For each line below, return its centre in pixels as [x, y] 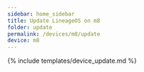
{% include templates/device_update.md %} [72, 61]
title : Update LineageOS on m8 [54, 21]
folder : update [30, 27]
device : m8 [24, 41]
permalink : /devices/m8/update [54, 34]
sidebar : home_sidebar [41, 14]
